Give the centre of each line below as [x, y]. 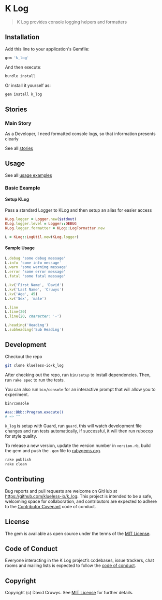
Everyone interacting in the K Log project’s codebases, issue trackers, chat [80, 560]
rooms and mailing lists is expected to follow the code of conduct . [71, 566]
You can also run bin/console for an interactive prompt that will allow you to [80, 389]
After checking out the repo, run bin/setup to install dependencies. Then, [78, 375]
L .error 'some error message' [36, 272]
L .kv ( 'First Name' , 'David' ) [34, 285]
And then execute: [23, 67]
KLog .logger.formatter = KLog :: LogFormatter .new [55, 228]
